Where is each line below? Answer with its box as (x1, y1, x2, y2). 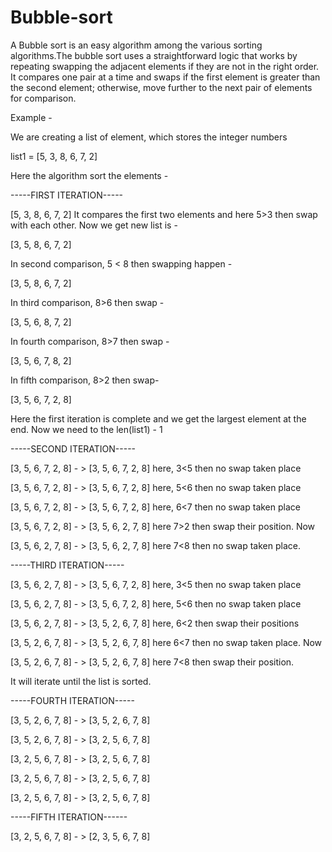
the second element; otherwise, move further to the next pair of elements (10, 81, 313, 93)
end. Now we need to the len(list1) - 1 (10, 423, 163, 435)
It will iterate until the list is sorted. (10, 675, 152, 687)
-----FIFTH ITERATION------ (10, 811, 128, 823)
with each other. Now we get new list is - (10, 219, 178, 231)
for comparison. (10, 92, 77, 104)
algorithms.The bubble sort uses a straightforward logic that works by (10, 49, 298, 61)
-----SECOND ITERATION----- (10, 442, 137, 455)
